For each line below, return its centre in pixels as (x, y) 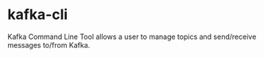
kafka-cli (38, 15)
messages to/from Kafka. (49, 44)
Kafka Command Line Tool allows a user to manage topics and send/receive (132, 37)
